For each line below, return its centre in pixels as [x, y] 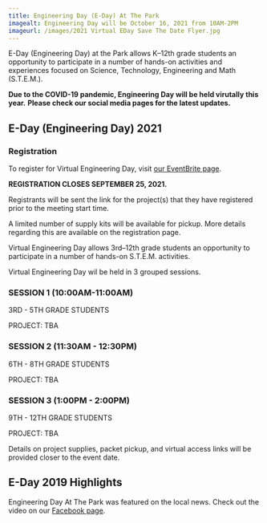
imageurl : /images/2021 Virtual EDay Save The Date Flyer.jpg [114, 30]
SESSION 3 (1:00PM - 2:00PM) [69, 400]
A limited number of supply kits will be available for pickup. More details [127, 224]
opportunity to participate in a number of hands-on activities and [115, 62]
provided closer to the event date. [64, 457]
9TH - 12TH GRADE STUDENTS [61, 417]
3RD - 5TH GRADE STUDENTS [59, 310]
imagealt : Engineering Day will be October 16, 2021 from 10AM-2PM [123, 23]
